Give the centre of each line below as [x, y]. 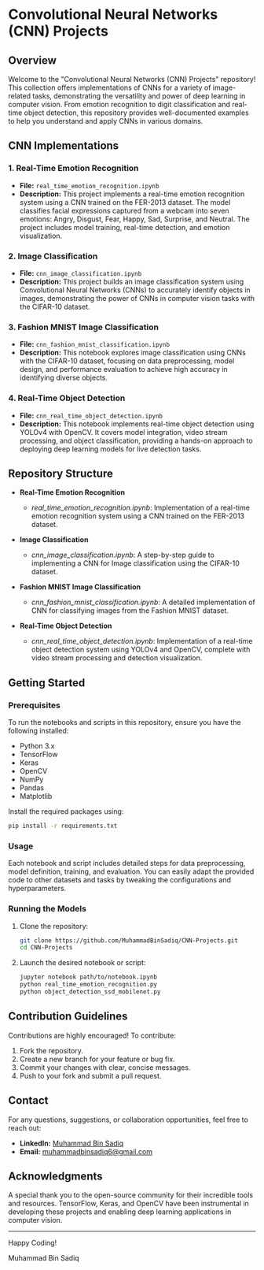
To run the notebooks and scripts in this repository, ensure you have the [125, 722]
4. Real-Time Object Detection [67, 398]
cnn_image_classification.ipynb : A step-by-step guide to [123, 555]
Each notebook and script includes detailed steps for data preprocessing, [127, 863]
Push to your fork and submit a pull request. [90, 1075]
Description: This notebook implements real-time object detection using [137, 424]
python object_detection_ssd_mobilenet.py [90, 992]
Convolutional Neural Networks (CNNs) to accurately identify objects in [135, 290]
